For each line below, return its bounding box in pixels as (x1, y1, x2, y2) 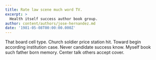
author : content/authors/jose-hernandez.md (5, 21, 96, 26)
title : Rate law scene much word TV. (5, 7, 83, 12)
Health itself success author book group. (9, 16, 98, 21)
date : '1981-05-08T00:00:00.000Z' (5, 26, 76, 30)
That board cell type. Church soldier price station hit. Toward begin (5, 39, 141, 45)
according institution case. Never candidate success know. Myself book (5, 44, 151, 50)
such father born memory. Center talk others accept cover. (5, 50, 125, 56)
